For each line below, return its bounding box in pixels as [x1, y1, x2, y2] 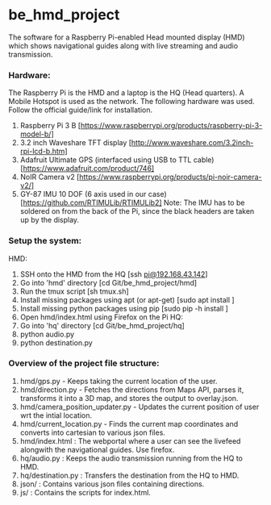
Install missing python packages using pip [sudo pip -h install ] [19, 303, 228, 313]
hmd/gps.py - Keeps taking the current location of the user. [19, 376, 218, 386]
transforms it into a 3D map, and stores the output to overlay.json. [19, 393, 239, 403]
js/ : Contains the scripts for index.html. [19, 487, 152, 497]
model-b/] [19, 129, 54, 139]
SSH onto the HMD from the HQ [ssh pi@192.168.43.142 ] [19, 269, 208, 279]
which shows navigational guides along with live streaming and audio [8, 40, 239, 50]
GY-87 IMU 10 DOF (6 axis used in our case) [19, 190, 167, 199]
